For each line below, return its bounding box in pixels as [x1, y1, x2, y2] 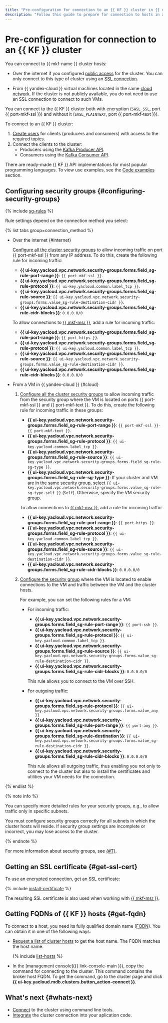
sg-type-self [27, 491, 55, 496]
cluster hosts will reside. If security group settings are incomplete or [5, 823, 145, 830]
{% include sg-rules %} [5, 208, 54, 214]
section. [5, 172, 22, 178]
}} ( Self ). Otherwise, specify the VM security [56, 490, 150, 496]
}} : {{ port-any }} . [119, 722, 158, 728]
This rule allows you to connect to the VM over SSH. [27, 678, 135, 684]
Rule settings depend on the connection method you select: [5, 218, 128, 224]
